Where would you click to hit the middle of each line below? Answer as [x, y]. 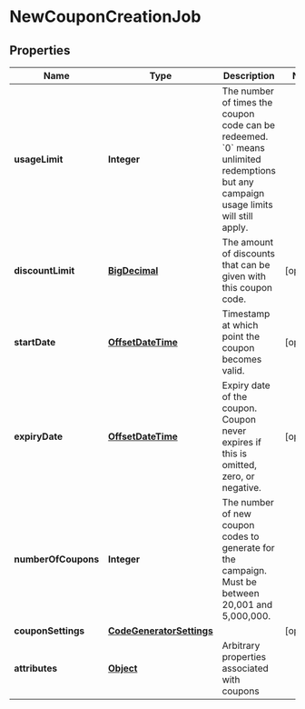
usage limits [248, 205]
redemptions [249, 170]
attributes [35, 668]
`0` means [244, 148]
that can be [246, 265]
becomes [242, 359]
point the [241, 336]
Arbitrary [241, 645]
